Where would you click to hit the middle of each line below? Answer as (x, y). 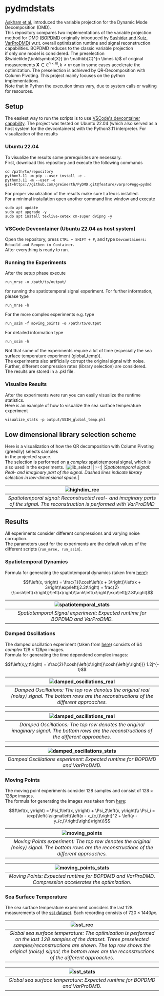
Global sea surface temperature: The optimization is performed (82, 933)
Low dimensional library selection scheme (71, 434)
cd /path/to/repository (29, 171)
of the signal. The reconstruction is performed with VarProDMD (82, 504)
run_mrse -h (17, 305)
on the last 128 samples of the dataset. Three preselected (82, 939)
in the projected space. (28, 457)
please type (17, 296)
